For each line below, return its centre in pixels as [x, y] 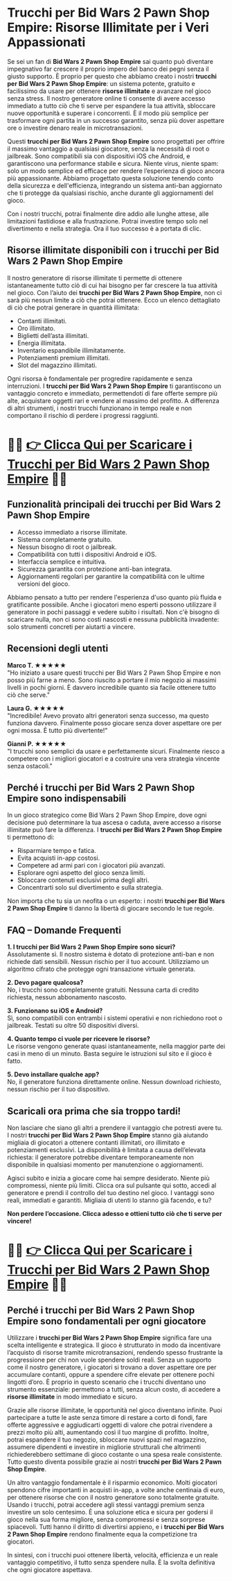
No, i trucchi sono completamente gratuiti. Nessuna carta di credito [103, 990]
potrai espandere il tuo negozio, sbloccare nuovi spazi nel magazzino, [107, 1439]
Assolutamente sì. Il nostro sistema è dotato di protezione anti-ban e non [111, 954]
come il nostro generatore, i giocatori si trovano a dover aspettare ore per [112, 1367]
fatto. [15, 1061]
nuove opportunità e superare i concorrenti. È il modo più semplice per [108, 113]
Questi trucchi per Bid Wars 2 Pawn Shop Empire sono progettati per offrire [116, 141]
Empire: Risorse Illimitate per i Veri [108, 27]
